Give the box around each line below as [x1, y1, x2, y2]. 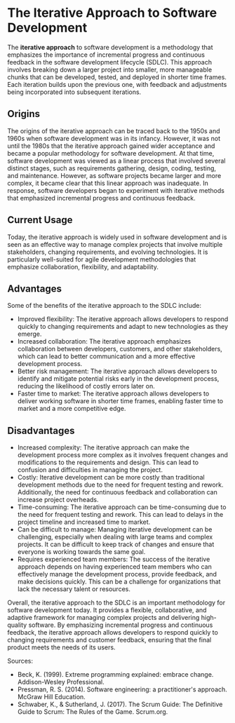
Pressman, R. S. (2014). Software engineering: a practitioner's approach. [17, 685, 228, 694]
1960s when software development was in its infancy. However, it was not [7, 134, 221, 142]
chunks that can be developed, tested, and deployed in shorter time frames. [7, 72, 227, 81]
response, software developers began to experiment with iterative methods [7, 186, 224, 194]
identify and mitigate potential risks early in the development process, [17, 374, 220, 383]
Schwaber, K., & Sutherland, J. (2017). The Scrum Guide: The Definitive [17, 700, 223, 709]
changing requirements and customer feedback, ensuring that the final [7, 636, 212, 644]
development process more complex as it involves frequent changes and [17, 451, 228, 459]
